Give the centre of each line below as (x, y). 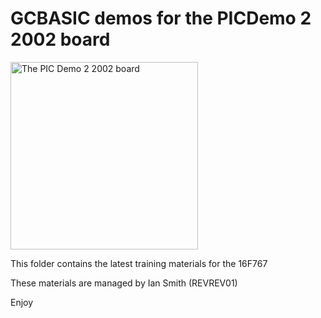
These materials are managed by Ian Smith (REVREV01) (124, 283)
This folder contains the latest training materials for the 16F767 (139, 263)
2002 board (60, 39)
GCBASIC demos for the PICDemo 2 (161, 18)
